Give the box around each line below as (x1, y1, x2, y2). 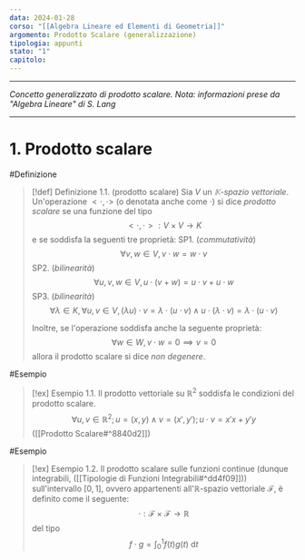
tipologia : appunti (9, 38, 84, 48)
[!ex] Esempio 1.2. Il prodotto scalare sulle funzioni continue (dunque (31, 464, 289, 475)
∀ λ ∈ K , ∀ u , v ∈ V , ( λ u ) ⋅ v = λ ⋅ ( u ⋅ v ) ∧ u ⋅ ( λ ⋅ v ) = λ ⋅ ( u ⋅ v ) (49, 305, 279, 316)
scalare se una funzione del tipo (31, 205, 152, 216)
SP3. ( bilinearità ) (31, 290, 95, 301)
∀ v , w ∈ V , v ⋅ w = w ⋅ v (120, 248, 208, 259)
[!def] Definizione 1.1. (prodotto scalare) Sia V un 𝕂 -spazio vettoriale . (31, 186, 289, 197)
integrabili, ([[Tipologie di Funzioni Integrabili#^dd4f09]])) (31, 473, 248, 484)
